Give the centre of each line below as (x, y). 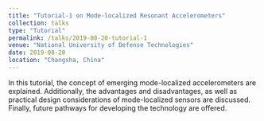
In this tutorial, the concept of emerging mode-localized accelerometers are (132, 82)
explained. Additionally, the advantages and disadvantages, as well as (122, 91)
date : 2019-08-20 (37, 53)
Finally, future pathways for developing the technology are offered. (118, 107)
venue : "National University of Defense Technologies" (101, 45)
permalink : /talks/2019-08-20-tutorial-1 (78, 38)
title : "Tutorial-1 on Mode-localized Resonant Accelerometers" (117, 16)
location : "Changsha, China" (56, 60)
